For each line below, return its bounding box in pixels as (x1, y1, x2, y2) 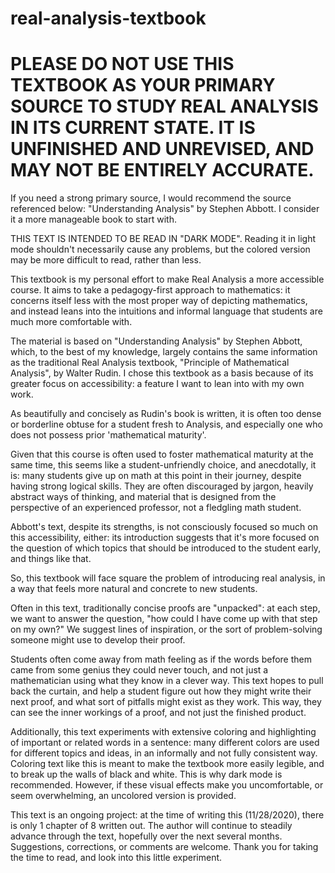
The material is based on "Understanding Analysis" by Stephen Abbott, (10, 335, 303, 347)
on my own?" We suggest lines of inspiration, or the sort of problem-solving (10, 623, 323, 636)
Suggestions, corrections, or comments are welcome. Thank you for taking (10, 841, 319, 853)
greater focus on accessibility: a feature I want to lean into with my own (10, 378, 305, 390)
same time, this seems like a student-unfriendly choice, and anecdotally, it (10, 459, 317, 471)
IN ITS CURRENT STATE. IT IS (10, 117, 256, 139)
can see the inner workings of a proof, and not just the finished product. (10, 707, 307, 719)
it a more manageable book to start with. (10, 213, 177, 226)
